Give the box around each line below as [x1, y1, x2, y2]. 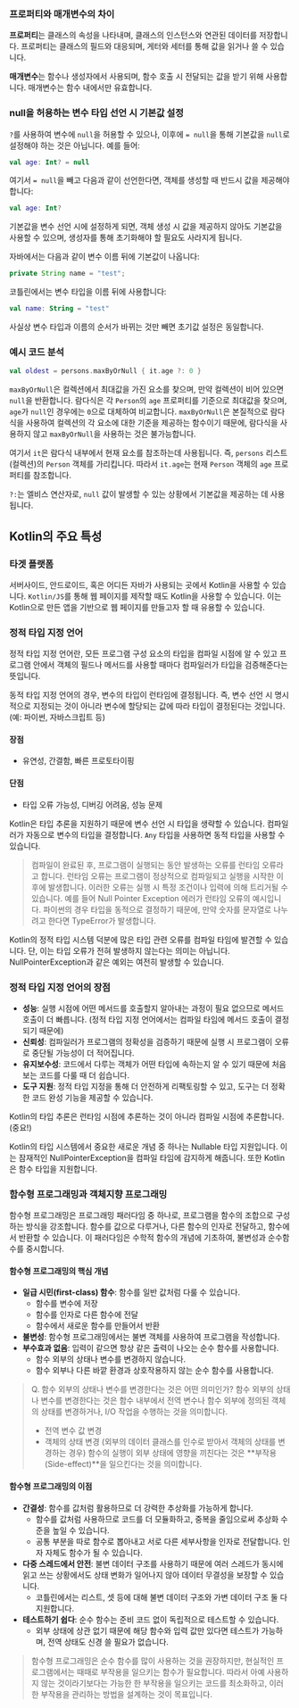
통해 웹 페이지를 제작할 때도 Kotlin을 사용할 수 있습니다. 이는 [72, 591, 282, 601]
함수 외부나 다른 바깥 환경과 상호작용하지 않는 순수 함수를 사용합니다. [35, 1365, 274, 1376]
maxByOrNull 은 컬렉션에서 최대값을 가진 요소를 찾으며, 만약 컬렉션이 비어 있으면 [9, 384, 284, 394]
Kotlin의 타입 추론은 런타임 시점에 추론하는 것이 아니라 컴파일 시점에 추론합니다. [9, 1111, 285, 1122]
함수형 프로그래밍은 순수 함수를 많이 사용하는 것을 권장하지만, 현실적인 [30, 1655, 275, 1666]
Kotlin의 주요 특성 [9, 528, 103, 543]
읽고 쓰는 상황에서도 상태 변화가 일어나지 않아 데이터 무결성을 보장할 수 [21, 1569, 268, 1580]
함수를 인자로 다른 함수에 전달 [35, 1309, 138, 1320]
